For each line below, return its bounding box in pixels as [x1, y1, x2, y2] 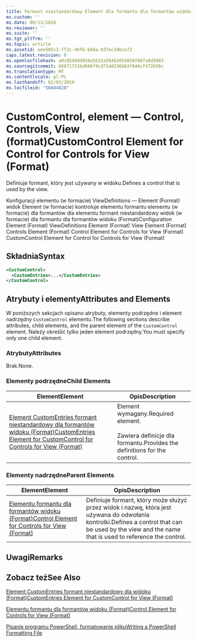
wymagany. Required [117, 409, 174, 417]
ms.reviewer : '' [6, 25, 46, 31]
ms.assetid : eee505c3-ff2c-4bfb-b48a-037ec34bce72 [6, 47, 133, 53]
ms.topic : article [6, 42, 51, 47]
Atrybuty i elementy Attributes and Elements [6, 294, 171, 304]
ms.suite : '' [6, 30, 38, 36]
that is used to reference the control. [86, 532, 186, 541]
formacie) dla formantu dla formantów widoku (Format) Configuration [6, 215, 172, 223]
